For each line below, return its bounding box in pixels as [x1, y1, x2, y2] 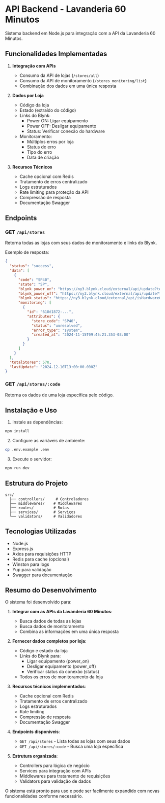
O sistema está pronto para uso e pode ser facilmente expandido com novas [5, 788, 160, 794]
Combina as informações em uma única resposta [19, 628, 119, 634]
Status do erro [27, 144, 56, 150]
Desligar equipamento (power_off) [27, 663, 97, 669]
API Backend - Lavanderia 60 [5, 3, 126, 15]
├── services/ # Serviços [9, 509, 76, 515]
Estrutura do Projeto [5, 479, 68, 488]
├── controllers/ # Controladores [9, 496, 89, 501]
